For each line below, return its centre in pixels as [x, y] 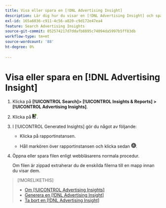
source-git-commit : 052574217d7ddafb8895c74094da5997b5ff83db [70, 31]
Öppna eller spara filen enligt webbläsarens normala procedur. [76, 156]
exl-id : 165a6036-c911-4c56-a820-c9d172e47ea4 [54, 21]
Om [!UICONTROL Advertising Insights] [64, 190]
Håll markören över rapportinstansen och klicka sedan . [78, 146]
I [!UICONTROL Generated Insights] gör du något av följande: [74, 126]
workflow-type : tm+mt [27, 37]
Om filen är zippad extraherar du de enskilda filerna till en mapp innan [83, 165]
